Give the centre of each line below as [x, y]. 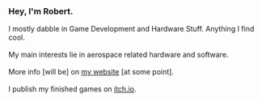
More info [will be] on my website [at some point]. [91, 72]
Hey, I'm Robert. [41, 11]
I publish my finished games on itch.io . [72, 89]
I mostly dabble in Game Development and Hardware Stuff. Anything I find [131, 29]
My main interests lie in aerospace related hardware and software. [118, 55]
